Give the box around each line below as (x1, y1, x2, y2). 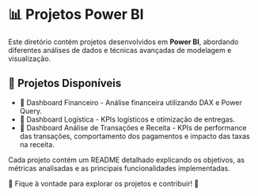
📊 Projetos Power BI (8, 6, 144, 24)
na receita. (19, 139, 55, 149)
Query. (19, 106, 42, 115)
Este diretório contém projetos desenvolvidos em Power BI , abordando (8, 36, 239, 47)
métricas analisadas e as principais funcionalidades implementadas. (8, 163, 231, 173)
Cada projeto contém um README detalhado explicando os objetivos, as (8, 155, 245, 164)
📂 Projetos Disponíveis (8, 77, 122, 90)
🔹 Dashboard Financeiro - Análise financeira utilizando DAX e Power (19, 97, 243, 107)
